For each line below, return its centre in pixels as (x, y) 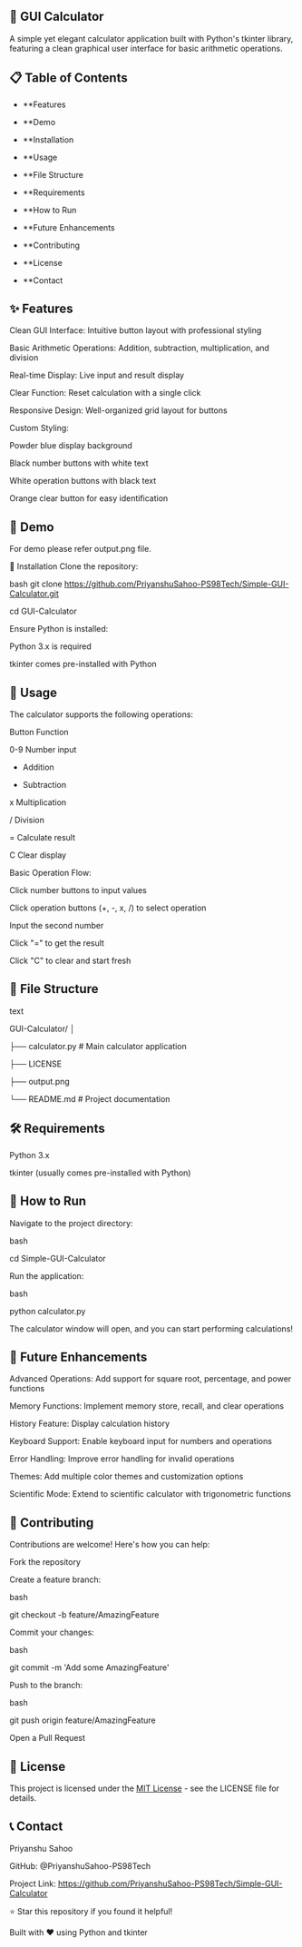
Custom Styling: (39, 428)
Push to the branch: (46, 1686)
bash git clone (36, 584)
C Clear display (38, 855)
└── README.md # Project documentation (90, 1098)
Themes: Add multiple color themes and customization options (127, 1477)
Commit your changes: (52, 1632)
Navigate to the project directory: (71, 1223)
